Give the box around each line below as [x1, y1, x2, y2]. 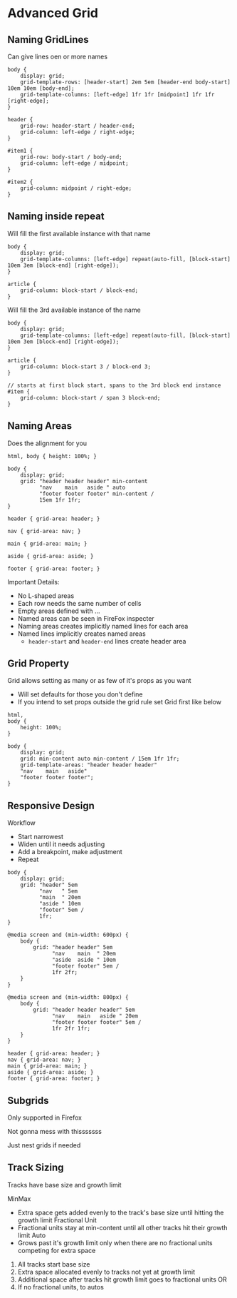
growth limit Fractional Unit [17, 1215, 98, 1225]
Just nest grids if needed [7, 1141, 81, 1150]
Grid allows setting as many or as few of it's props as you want [7, 676, 191, 685]
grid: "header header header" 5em [33, 1006, 135, 1014]
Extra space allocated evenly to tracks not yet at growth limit [17, 1267, 196, 1276]
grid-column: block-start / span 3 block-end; [20, 394, 161, 401]
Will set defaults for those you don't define [17, 690, 143, 699]
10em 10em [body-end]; [7, 85, 75, 92]
